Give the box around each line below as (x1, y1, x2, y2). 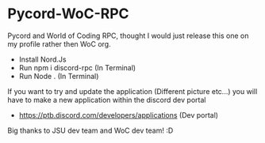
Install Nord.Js (18, 55, 67, 64)
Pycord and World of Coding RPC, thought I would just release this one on (7, 31, 249, 40)
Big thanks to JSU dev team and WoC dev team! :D (7, 126, 174, 135)
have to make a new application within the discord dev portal (7, 95, 206, 104)
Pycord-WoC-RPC (7, 5, 129, 23)
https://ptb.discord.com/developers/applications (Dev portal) (18, 110, 219, 119)
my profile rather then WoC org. (7, 39, 112, 48)
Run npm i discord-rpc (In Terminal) (18, 62, 136, 72)
